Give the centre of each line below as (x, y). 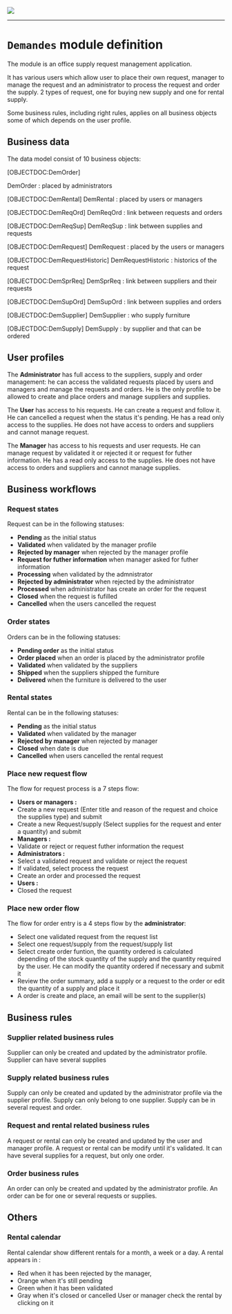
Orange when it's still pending (60, 1280)
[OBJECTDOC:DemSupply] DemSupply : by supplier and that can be (104, 328)
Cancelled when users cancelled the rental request (90, 755)
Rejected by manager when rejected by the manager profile (103, 552)
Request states (33, 509)
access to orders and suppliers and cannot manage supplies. (94, 467)
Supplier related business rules (60, 1037)
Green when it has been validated (65, 1288)
